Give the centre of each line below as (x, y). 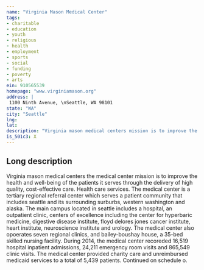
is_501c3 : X (21, 137)
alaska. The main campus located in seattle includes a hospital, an (89, 208)
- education (21, 29)
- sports (17, 57)
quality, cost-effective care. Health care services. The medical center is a (98, 189)
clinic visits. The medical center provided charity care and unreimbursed (97, 254)
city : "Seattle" (27, 114)
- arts (15, 80)
